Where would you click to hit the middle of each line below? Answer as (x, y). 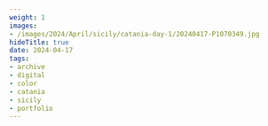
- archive (28, 67)
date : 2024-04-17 (41, 51)
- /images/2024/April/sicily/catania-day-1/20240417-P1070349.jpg (134, 34)
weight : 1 (28, 17)
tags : (19, 59)
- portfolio (31, 108)
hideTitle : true (39, 42)
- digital (28, 75)
